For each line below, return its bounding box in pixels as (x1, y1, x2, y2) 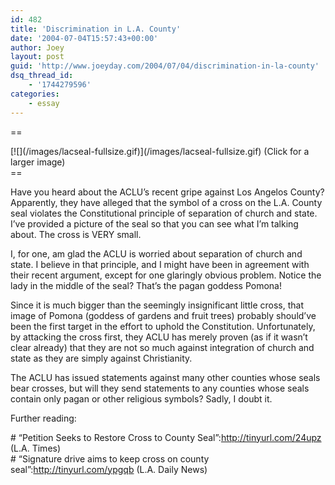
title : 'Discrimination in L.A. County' (10, 24, 182, 34)
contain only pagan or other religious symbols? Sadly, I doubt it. (10, 392, 273, 405)
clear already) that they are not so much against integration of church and (10, 341, 315, 353)
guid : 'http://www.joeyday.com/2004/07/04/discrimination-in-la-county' (10, 61, 320, 71)
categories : (10, 89, 60, 99)
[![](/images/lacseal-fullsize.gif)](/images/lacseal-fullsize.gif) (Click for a (10, 145, 310, 157)
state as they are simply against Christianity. (10, 352, 193, 364)
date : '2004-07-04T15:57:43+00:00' (10, 33, 159, 43)
